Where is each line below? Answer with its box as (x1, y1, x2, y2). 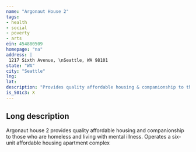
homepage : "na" (6, 47, 43, 52)
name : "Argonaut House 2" (6, 8, 69, 15)
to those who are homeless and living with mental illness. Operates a (6, 133, 171, 140)
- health (6, 19, 27, 25)
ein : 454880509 (6, 41, 43, 47)
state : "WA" (6, 62, 35, 69)
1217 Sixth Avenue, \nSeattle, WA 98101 (8, 57, 108, 63)
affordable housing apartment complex (16, 139, 110, 146)
